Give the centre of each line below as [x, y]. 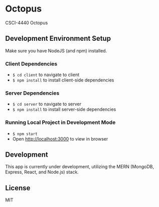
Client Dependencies [31, 63]
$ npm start [25, 134]
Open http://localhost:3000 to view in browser [60, 139]
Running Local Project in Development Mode [60, 122]
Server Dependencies [32, 93]
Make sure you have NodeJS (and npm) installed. [56, 50]
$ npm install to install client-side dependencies [63, 80]
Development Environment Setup [58, 39]
